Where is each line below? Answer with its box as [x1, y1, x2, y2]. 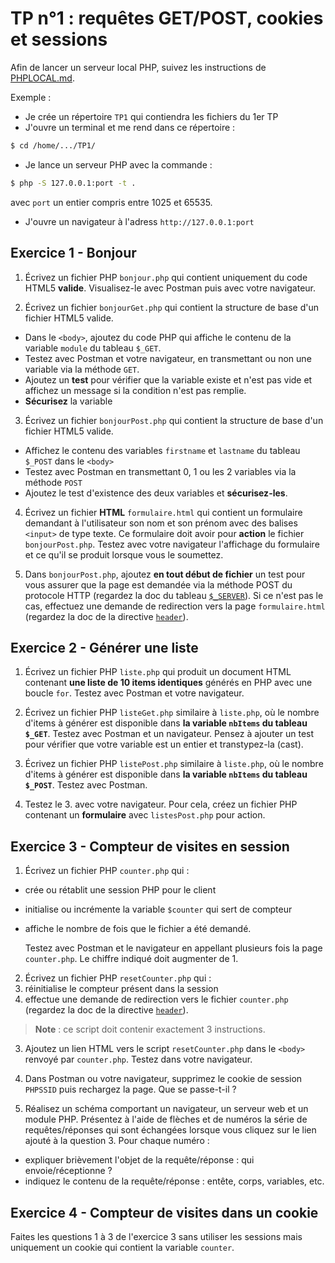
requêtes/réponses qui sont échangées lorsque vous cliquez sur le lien [24, 1124, 317, 1136]
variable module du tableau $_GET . [24, 342, 162, 354]
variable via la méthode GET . [24, 363, 140, 375]
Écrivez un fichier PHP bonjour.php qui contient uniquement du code [24, 271, 308, 283]
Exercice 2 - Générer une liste [10, 639, 199, 656]
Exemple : [10, 91, 52, 103]
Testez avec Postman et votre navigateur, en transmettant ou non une [24, 352, 312, 364]
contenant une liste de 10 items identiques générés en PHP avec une [24, 677, 313, 689]
